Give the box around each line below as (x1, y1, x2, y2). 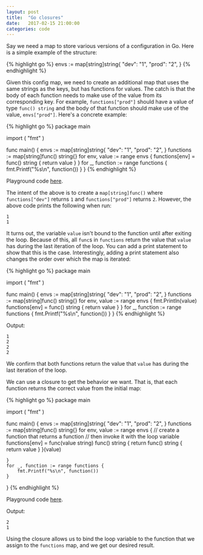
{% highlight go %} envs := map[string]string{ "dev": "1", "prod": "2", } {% (6, 61, 191, 68)
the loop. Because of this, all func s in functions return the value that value (6, 236, 191, 243)
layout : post (6, 8, 39, 15)
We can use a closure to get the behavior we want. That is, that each (6, 378, 178, 386)
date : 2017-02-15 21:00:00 (6, 20, 80, 26)
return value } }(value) (6, 446, 62, 453)
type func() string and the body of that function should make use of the (6, 104, 189, 112)
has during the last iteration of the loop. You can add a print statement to (6, 243, 188, 250)
